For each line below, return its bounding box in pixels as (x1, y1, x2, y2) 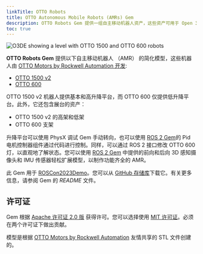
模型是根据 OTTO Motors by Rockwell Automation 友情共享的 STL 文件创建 (6, 233, 192, 241)
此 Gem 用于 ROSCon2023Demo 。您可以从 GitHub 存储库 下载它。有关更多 (6, 170, 192, 177)
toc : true (6, 25, 31, 32)
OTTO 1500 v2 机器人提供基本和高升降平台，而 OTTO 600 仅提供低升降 (6, 93, 184, 100)
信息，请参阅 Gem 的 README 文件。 (6, 177, 99, 184)
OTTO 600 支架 (14, 121, 54, 129)
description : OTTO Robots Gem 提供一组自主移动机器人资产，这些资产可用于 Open (6, 20, 193, 26)
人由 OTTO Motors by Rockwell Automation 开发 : (6, 62, 127, 69)
